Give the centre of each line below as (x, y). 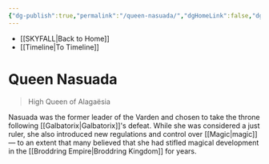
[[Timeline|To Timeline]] (60, 47)
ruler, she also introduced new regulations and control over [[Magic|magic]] (133, 134)
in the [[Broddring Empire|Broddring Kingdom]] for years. (103, 151)
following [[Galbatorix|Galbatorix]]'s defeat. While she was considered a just (134, 126)
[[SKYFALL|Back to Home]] (64, 38)
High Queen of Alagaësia (69, 102)
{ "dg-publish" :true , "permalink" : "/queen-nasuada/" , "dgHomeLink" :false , (130, 16)
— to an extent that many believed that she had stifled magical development (134, 142)
